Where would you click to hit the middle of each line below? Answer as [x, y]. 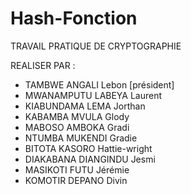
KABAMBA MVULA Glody [77, 116]
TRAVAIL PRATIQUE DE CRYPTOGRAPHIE [96, 46]
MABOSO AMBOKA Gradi [77, 127]
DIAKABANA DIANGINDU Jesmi [90, 159]
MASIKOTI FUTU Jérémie [77, 169]
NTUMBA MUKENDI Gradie [81, 138]
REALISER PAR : [43, 65]
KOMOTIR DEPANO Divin [76, 180]
